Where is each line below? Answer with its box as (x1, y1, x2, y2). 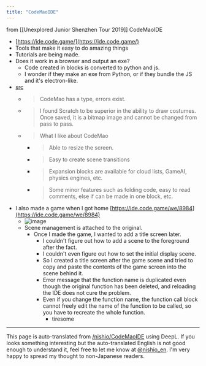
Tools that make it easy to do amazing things (15, 44, 129, 51)
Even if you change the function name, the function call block (42, 295, 198, 303)
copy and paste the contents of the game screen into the (42, 263, 186, 270)
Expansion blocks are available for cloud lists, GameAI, (48, 167, 187, 175)
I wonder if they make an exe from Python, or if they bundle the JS (24, 70, 193, 77)
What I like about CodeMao (39, 132, 109, 139)
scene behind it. (42, 269, 84, 276)
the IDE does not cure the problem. (42, 289, 131, 296)
